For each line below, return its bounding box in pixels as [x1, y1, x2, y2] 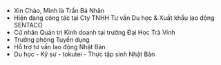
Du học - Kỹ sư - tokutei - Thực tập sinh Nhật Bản [13, 50, 155, 58]
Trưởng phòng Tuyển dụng [13, 36, 90, 44]
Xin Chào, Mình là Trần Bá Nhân [13, 7, 105, 14]
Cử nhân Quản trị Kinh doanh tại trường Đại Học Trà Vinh [13, 28, 175, 36]
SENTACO [13, 21, 43, 29]
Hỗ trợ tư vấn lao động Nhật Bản [13, 43, 106, 51]
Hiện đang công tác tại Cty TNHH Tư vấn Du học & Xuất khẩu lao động [13, 14, 215, 22]
